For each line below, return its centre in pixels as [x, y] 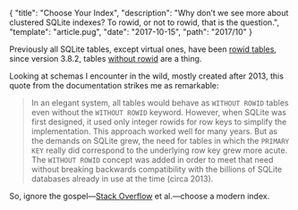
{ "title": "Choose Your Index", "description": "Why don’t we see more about [149, 13]
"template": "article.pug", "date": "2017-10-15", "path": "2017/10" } [131, 32]
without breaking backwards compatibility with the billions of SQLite [157, 169]
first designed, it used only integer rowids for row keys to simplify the [159, 122]
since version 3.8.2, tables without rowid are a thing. [106, 59]
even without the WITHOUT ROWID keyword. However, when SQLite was [158, 112]
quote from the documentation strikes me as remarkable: [114, 85]
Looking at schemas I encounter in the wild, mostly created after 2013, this [147, 76]
